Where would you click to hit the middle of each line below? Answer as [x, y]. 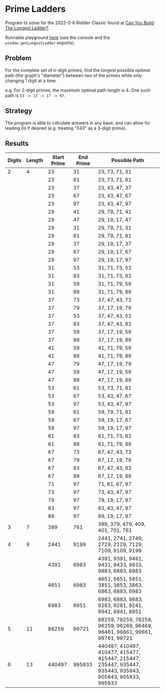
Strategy [19, 111]
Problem [18, 58]
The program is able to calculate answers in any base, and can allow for [78, 123]
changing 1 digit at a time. [31, 80]
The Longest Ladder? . [27, 28]
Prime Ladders [36, 9]
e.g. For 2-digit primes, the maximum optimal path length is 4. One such [78, 90]
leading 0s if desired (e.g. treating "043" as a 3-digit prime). [66, 128]
